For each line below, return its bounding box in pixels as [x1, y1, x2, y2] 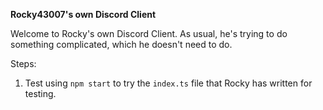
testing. [24, 88, 57, 99]
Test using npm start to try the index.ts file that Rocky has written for [24, 77, 313, 89]
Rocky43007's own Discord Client [10, 9, 157, 20]
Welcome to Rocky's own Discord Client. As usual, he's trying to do [10, 28, 288, 39]
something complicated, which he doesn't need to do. [10, 39, 233, 50]
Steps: [10, 58, 37, 69]
